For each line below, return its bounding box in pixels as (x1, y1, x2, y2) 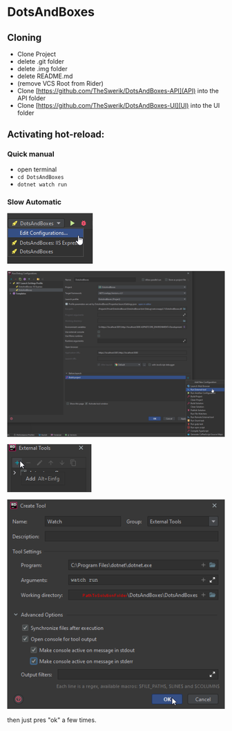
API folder (17, 94, 46, 102)
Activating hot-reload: (7, 129, 105, 140)
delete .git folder (17, 57, 64, 66)
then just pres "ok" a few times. (7, 716, 97, 724)
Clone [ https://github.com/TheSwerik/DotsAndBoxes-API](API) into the (17, 87, 219, 95)
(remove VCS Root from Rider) (17, 79, 104, 87)
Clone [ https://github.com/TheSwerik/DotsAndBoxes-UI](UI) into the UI (17, 102, 220, 109)
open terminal (17, 165, 57, 173)
